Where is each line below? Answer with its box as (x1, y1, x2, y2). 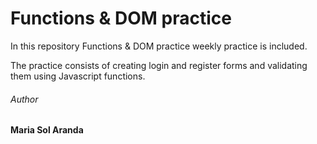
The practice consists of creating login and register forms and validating (10, 59, 308, 71)
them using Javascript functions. (10, 70, 146, 82)
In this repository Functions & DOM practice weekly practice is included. (10, 40, 308, 52)
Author (10, 93, 39, 105)
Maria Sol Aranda (10, 124, 84, 136)
